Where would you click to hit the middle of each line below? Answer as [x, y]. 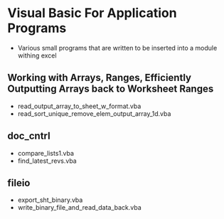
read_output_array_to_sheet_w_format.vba [79, 106]
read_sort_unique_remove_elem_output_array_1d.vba [94, 113]
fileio [19, 183]
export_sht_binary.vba [50, 200]
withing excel [37, 55]
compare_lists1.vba [46, 153]
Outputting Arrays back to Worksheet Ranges [111, 89]
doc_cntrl [29, 136]
